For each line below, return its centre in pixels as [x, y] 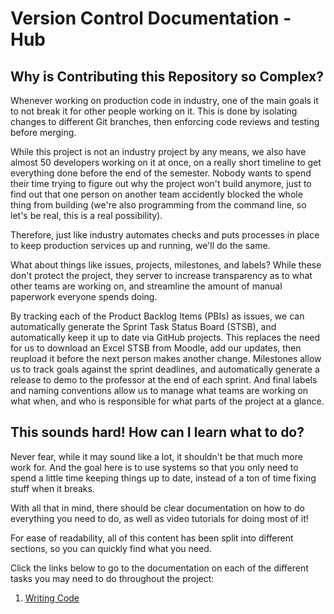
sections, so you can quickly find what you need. [111, 548]
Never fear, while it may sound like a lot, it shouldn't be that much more [156, 456]
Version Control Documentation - [151, 18]
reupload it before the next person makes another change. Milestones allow [166, 358]
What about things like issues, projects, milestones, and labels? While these [166, 265]
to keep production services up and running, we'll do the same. [140, 245]
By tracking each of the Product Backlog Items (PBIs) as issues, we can [157, 316]
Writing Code [52, 598]
